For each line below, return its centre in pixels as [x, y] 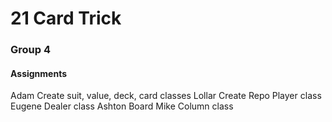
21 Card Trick [66, 18]
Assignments [39, 73]
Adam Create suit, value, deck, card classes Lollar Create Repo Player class [166, 96]
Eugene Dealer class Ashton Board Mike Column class [122, 106]
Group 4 [31, 50]
